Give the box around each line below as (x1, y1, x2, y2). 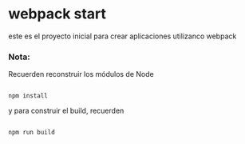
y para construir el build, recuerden (8, 106, 124, 116)
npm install (8, 92, 48, 100)
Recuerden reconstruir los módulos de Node (8, 70, 154, 79)
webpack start (8, 5, 106, 23)
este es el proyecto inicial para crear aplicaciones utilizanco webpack (8, 31, 237, 41)
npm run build (8, 129, 56, 137)
